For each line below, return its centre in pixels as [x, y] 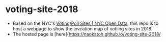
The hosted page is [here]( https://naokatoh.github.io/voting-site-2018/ [87, 34]
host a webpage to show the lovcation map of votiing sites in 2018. [82, 28]
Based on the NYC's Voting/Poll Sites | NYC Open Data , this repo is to [86, 23]
